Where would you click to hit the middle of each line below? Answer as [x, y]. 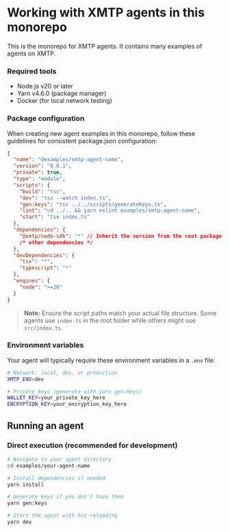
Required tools [32, 71]
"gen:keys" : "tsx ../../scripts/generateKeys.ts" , [93, 204]
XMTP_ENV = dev [26, 379]
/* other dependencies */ [56, 242]
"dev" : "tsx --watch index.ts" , [65, 198]
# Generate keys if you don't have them [66, 497]
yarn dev [20, 522]
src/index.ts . [43, 328]
